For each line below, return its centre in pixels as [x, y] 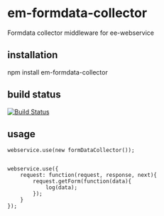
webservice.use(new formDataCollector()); [71, 151]
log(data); [61, 188]
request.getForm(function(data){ [82, 182]
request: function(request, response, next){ [89, 175]
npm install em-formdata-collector [58, 72]
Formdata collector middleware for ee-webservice [81, 33]
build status [34, 95]
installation [33, 55]
